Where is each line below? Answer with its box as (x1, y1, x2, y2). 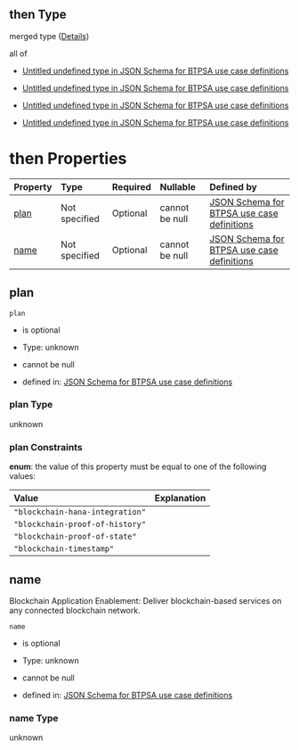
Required (111, 180, 151, 193)
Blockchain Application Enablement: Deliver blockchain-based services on (9, 595, 282, 606)
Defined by (208, 180, 258, 193)
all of (9, 48, 28, 59)
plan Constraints (9, 441, 83, 453)
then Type (9, 7, 67, 22)
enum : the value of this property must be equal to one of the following (9, 461, 267, 472)
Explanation (154, 492, 206, 505)
